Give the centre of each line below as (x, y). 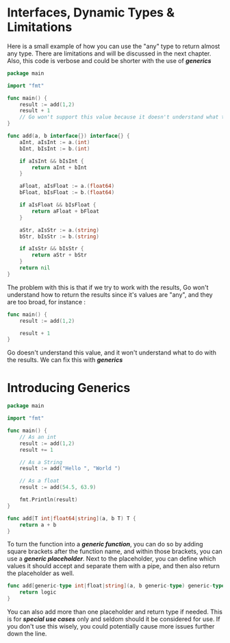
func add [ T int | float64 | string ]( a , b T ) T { (72, 518)
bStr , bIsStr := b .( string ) (59, 236)
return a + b (38, 525)
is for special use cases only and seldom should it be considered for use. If (114, 619)
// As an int (38, 437)
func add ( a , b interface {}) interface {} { (68, 136)
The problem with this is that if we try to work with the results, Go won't (108, 287)
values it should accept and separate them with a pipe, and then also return (114, 566)
